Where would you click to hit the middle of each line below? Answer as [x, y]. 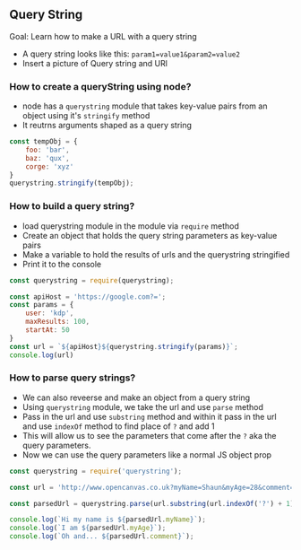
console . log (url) [42, 355]
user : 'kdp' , [50, 313]
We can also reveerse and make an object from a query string [136, 397]
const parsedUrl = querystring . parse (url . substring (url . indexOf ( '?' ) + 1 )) [154, 503]
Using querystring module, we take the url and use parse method [143, 406]
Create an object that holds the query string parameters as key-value [150, 235]
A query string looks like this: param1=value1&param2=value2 [131, 54]
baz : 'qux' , [47, 158]
